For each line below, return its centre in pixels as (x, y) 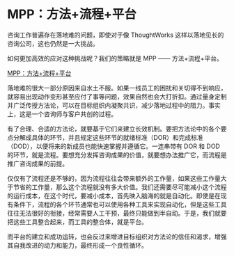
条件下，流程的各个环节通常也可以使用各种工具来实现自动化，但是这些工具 (120, 204)
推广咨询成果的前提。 (38, 163)
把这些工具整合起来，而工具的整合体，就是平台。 (77, 222)
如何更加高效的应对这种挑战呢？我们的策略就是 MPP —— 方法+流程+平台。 (115, 58)
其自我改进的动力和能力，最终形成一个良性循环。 (77, 245)
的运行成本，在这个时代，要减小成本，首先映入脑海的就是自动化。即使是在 (114, 195)
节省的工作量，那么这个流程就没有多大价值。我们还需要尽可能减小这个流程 (120, 187)
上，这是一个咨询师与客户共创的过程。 (62, 114)
